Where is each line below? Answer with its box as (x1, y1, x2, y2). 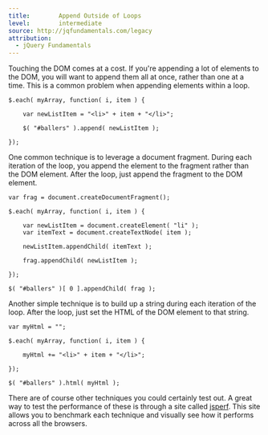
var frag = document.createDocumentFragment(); (8, 193, 171, 201)
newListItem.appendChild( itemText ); (22, 242, 152, 251)
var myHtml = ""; (8, 323, 67, 331)
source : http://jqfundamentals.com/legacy (8, 26, 152, 35)
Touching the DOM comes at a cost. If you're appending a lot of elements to (8, 63, 259, 73)
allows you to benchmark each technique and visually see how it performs (8, 410, 254, 420)
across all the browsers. (8, 419, 88, 429)
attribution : (8, 34, 52, 43)
